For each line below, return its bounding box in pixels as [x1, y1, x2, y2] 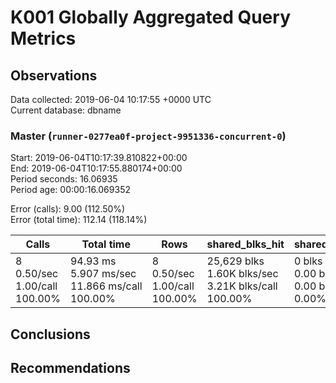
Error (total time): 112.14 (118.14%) [10, 214, 148, 226]
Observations [10, 67, 98, 84]
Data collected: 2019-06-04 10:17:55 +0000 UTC [10, 94, 212, 105]
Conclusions [10, 326, 91, 343]
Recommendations [10, 360, 131, 377]
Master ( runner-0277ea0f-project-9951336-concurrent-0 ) [10, 129, 287, 143]
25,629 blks [206, 254, 265, 268]
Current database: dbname [10, 104, 122, 116]
